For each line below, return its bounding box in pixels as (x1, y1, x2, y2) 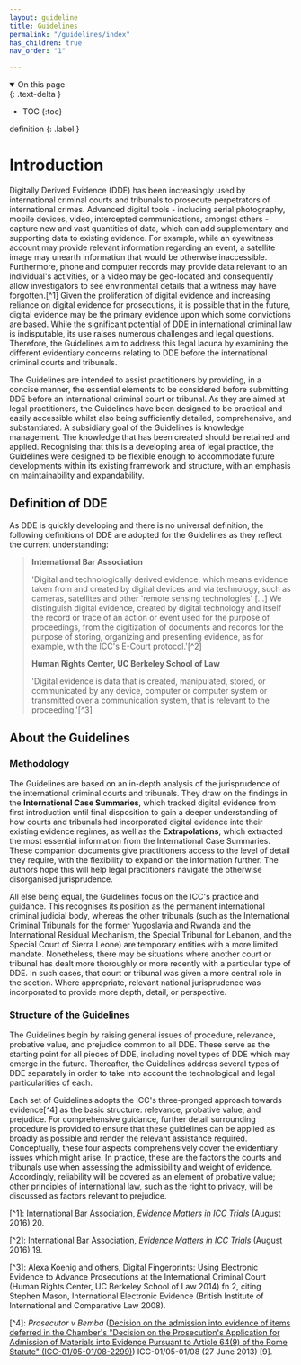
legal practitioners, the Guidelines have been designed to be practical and (9, 403, 283, 414)
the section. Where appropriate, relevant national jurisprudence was (9, 977, 261, 988)
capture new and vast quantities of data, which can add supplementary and (9, 223, 289, 234)
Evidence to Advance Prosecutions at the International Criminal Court (9, 1271, 267, 1282)
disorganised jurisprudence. (9, 874, 114, 885)
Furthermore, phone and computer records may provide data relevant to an (9, 262, 288, 273)
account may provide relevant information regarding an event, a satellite (9, 242, 276, 253)
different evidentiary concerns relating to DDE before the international (9, 347, 268, 358)
